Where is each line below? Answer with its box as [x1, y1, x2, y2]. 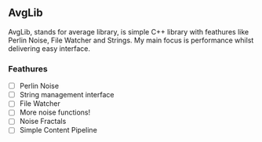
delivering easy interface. [8, 43, 90, 53]
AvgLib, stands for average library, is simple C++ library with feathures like [8, 27, 249, 36]
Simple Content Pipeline [19, 126, 98, 135]
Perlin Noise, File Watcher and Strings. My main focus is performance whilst [8, 35, 254, 45]
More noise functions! [19, 107, 91, 117]
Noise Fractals [19, 117, 67, 126]
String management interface [19, 90, 115, 100]
